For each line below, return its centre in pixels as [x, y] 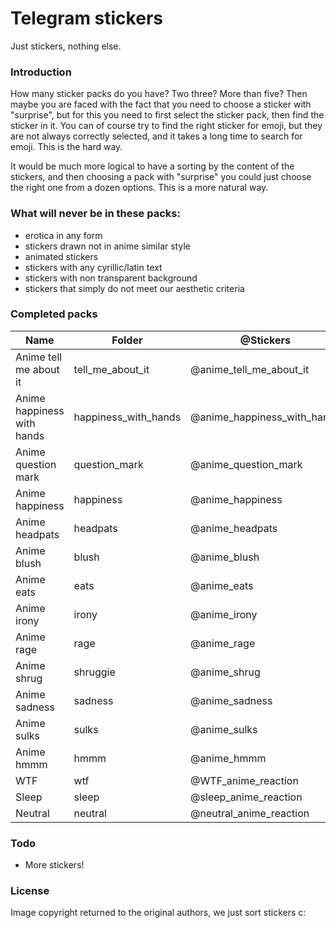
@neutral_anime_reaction [250, 813]
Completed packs [54, 314]
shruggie [94, 672]
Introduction [41, 72]
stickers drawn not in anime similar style [107, 246]
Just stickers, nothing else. [66, 46]
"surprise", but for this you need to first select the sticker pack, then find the [167, 115]
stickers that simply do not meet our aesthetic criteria [134, 288]
